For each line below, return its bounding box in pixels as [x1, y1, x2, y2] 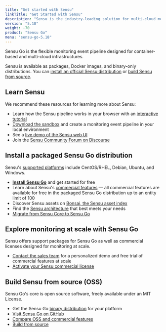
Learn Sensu [5, 88, 45, 96]
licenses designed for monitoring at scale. [5, 243, 90, 249]
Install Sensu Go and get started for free [12, 179, 95, 185]
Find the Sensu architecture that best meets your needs [12, 206, 126, 211]
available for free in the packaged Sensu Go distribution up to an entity [12, 190, 157, 196]
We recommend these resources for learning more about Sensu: [5, 101, 136, 107]
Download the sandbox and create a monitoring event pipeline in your [12, 121, 154, 127]
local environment [12, 126, 49, 132]
